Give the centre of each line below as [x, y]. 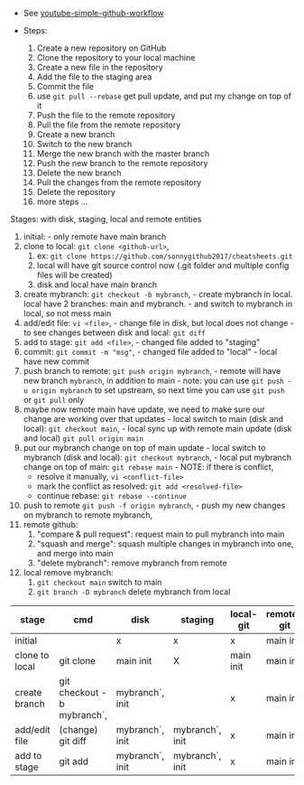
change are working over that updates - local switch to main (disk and [153, 419]
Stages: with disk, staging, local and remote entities [106, 219]
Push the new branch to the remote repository [122, 163]
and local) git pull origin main [83, 438]
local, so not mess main [67, 313]
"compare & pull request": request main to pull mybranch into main [161, 534]
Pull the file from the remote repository [109, 125]
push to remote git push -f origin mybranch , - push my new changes [154, 505]
